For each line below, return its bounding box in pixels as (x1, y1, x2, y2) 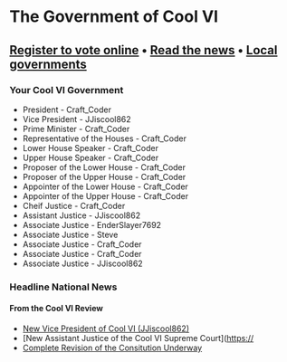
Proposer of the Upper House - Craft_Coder (22, 171, 187, 182)
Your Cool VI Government (9, 83, 124, 96)
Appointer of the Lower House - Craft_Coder (22, 181, 188, 192)
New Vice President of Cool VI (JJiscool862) (22, 323, 190, 334)
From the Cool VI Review (9, 303, 104, 314)
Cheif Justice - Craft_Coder (22, 200, 126, 211)
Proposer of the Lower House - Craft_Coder (22, 161, 187, 173)
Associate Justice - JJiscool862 (22, 258, 143, 269)
